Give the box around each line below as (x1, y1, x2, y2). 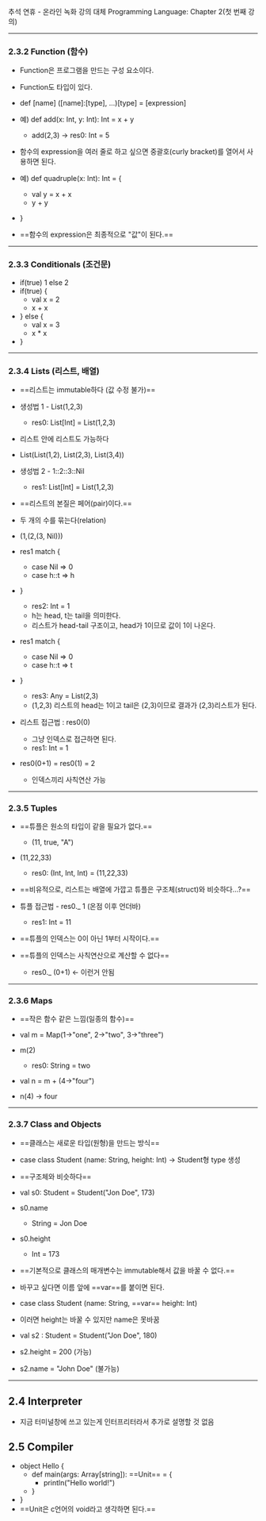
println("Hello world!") (43, 1478, 116, 1488)
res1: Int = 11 (31, 918, 71, 927)
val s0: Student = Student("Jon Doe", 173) (19, 1188, 155, 1197)
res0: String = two (31, 1061, 91, 1070)
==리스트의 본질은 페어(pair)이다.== (19, 499, 132, 508)
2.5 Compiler (8, 1440, 74, 1454)
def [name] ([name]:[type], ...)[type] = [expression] (19, 98, 187, 108)
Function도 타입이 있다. (19, 83, 93, 92)
